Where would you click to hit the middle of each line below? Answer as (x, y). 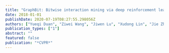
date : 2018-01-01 (23, 15)
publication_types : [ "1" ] (32, 29)
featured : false (22, 38)
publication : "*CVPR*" (29, 43)
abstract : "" (19, 33)
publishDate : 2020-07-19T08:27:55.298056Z (50, 19)
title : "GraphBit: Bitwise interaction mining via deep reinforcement (81, 10)
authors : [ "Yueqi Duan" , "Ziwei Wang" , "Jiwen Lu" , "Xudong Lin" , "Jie (82, 24)
